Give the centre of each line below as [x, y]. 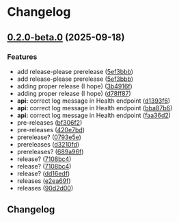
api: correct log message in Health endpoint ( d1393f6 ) [94, 101]
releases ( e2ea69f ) [44, 181]
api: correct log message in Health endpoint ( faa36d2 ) [94, 115]
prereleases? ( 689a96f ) [50, 151]
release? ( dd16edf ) [43, 173]
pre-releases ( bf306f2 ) [50, 122]
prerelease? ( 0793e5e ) [49, 137]
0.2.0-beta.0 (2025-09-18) [66, 37]
